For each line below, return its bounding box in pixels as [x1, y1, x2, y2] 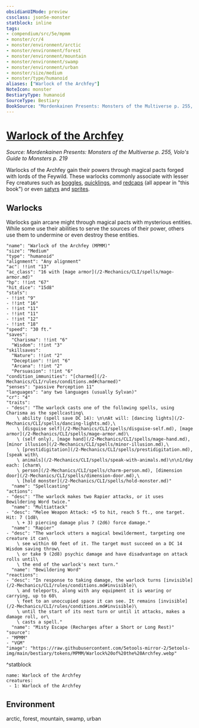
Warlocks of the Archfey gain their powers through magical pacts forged [6, 167, 184, 174]
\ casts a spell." [17, 619, 63, 625]
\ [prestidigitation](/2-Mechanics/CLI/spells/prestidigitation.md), [17, 447, 194, 453]
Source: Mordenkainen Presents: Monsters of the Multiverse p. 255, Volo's [6, 149, 189, 156]
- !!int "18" [6, 321, 39, 327]
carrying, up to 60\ [6, 593, 58, 599]
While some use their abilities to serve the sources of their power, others [6, 225, 185, 232]
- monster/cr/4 [6, 36, 44, 42]
